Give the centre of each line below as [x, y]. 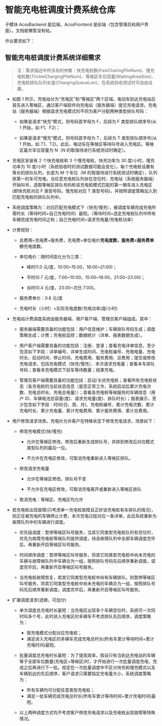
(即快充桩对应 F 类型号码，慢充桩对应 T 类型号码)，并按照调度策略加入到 [85, 191]
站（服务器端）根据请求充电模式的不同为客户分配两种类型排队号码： [80, 111]
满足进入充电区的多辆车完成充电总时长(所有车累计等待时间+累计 [90, 639]
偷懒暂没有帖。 [39, 30]
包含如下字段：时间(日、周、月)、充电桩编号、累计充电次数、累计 [89, 404]
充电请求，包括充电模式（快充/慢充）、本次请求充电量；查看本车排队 [87, 364]
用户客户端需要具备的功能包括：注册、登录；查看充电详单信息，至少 [87, 345]
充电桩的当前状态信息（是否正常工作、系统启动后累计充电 [89, 386]
